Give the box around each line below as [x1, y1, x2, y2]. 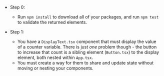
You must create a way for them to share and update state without [17, 60, 154, 65]
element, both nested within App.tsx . [17, 54, 93, 60]
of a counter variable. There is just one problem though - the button [17, 44, 157, 49]
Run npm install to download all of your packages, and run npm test [17, 14, 159, 19]
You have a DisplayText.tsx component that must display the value [17, 38, 156, 44]
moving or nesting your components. [17, 65, 93, 71]
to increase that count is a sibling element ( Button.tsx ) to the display [17, 49, 159, 55]
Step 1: [9, 29, 24, 34]
